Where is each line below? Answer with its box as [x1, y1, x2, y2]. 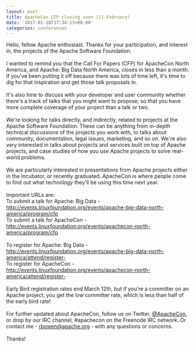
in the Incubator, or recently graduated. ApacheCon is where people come [6, 173, 187, 180]
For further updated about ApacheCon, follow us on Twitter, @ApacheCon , [6, 310, 187, 318]
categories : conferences [6, 25, 67, 31]
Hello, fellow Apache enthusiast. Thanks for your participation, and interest [6, 41, 188, 48]
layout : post [6, 8, 38, 15]
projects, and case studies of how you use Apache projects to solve [6, 148, 171, 155]
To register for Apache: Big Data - [6, 242, 88, 249]
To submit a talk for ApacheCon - [6, 216, 87, 224]
